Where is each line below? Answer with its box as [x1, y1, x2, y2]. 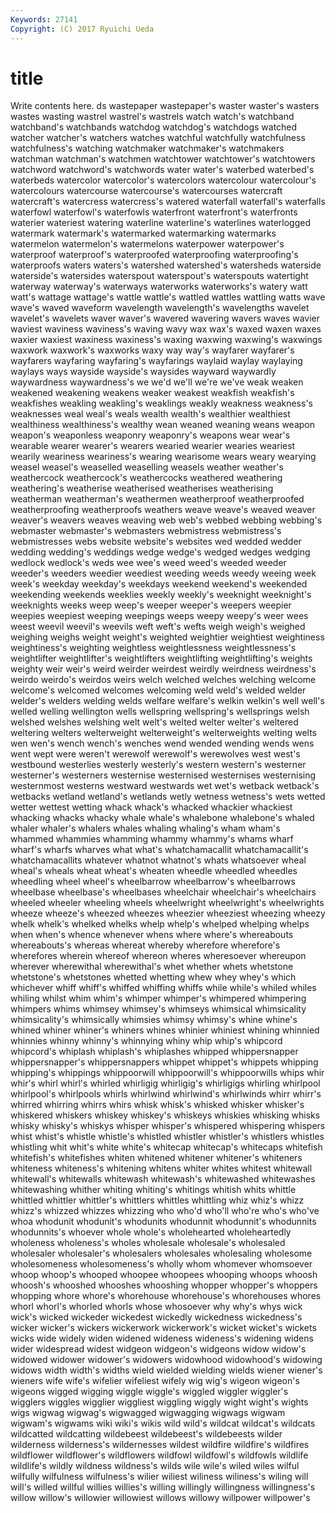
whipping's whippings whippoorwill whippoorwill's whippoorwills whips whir [10, 1067, 325, 1079]
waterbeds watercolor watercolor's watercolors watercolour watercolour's [10, 174, 317, 186]
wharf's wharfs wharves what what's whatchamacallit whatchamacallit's [10, 844, 309, 856]
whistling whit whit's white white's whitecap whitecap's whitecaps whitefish [10, 1141, 323, 1153]
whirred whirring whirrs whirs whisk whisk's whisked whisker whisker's [10, 1099, 305, 1111]
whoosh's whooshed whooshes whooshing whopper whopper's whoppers [10, 1279, 318, 1291]
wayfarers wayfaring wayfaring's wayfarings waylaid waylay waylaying [10, 355, 303, 367]
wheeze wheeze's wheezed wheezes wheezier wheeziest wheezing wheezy [10, 907, 326, 920]
